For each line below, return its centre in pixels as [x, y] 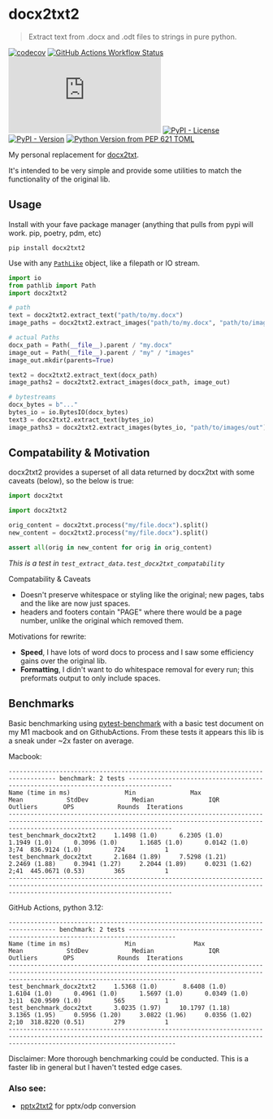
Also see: [27, 1088]
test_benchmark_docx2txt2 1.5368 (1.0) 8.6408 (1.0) [118, 986]
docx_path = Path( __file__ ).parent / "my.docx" [91, 345]
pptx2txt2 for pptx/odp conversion [78, 1106]
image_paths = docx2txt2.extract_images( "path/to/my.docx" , [113, 323]
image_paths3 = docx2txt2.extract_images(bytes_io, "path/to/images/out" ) [138, 427]
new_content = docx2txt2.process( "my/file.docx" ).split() [108, 533]
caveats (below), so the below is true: [71, 481]
